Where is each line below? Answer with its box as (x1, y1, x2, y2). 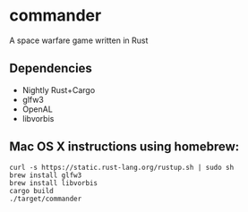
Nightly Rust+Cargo (21, 84, 96, 95)
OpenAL (21, 104, 54, 114)
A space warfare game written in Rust (9, 35, 149, 46)
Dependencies (9, 61, 92, 76)
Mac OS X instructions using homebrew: (9, 140, 240, 155)
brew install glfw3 (9, 171, 82, 180)
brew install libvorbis (9, 178, 98, 188)
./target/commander (9, 194, 82, 203)
